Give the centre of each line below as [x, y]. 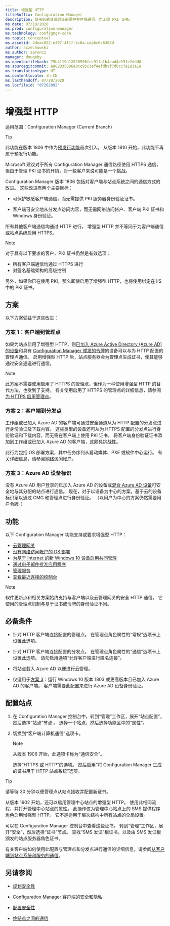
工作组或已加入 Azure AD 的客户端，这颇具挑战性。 [67, 442]
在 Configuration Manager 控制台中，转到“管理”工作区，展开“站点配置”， [89, 716]
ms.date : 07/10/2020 [27, 24]
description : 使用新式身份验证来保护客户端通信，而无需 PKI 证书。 [69, 19]
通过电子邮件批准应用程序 [39, 564]
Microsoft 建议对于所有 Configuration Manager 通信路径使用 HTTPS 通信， [83, 164]
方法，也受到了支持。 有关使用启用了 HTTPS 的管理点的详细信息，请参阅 [85, 390]
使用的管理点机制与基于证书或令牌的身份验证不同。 [58, 604]
